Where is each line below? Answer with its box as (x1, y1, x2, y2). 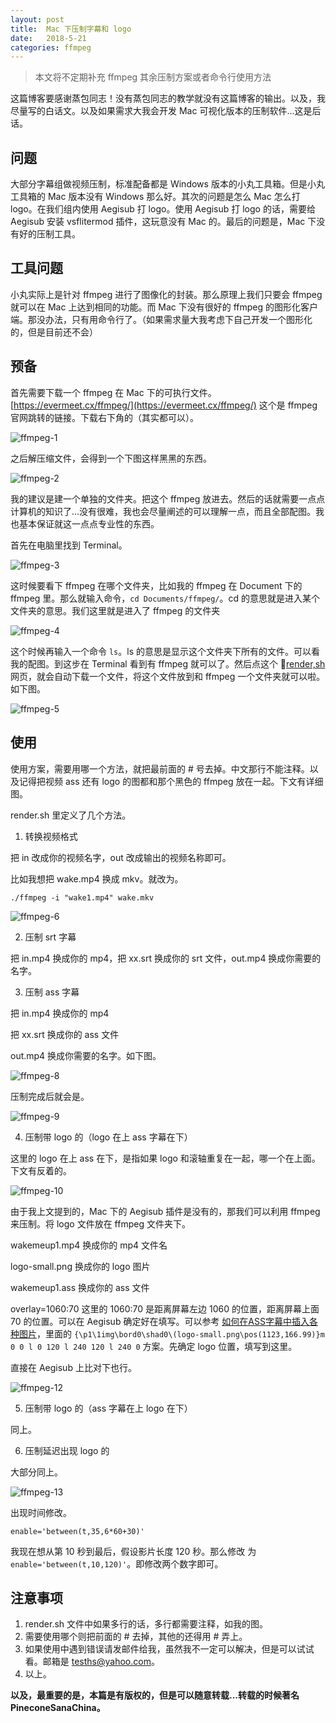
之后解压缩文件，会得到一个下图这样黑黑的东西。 (10, 452, 212, 464)
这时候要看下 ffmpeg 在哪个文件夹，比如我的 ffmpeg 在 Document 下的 (10, 579, 303, 591)
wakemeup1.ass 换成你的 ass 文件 (10, 1281, 150, 1293)
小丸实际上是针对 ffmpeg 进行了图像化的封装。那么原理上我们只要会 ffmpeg (10, 288, 323, 300)
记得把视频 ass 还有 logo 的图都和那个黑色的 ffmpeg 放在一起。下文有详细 (18, 775, 324, 787)
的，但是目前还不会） (10, 326, 98, 338)
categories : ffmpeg (10, 42, 92, 53)
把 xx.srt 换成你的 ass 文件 (10, 1028, 120, 1040)
